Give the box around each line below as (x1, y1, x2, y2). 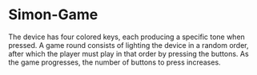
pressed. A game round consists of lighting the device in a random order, (8, 40, 250, 49)
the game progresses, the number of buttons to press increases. (8, 57, 222, 67)
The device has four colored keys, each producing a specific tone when (8, 32, 246, 41)
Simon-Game (8, 6, 98, 24)
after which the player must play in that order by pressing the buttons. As (8, 49, 250, 58)
